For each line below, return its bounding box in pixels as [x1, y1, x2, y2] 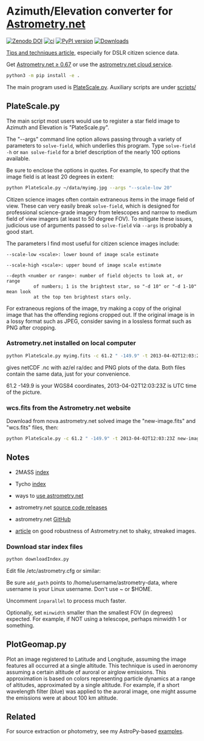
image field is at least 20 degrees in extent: [6, 173, 114, 180]
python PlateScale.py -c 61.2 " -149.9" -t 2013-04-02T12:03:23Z [6, 435, 175, 441]
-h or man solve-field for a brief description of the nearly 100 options [6, 148, 181, 155]
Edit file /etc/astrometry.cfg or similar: [6, 567, 101, 574]
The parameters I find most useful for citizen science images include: [6, 240, 180, 247]
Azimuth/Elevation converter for [6, 4, 173, 18]
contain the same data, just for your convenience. [6, 370, 131, 377]
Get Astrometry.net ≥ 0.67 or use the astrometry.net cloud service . [6, 61, 173, 68]
